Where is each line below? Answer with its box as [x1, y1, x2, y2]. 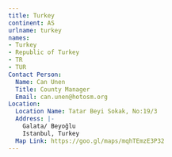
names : [8, 33, 30, 42]
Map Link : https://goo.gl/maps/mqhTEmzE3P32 [15, 136, 165, 145]
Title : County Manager [15, 85, 90, 94]
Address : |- [15, 115, 55, 123]
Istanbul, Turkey [22, 129, 80, 137]
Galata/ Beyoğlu [22, 122, 77, 130]
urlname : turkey [8, 26, 62, 34]
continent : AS [8, 19, 55, 27]
